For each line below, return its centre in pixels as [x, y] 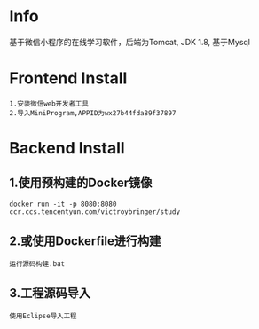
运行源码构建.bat [37, 263]
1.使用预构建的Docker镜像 [81, 183]
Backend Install [67, 149]
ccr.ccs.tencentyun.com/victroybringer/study [94, 211]
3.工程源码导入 [50, 293]
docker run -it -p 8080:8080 [63, 204]
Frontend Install [68, 78]
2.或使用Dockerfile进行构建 [85, 241]
